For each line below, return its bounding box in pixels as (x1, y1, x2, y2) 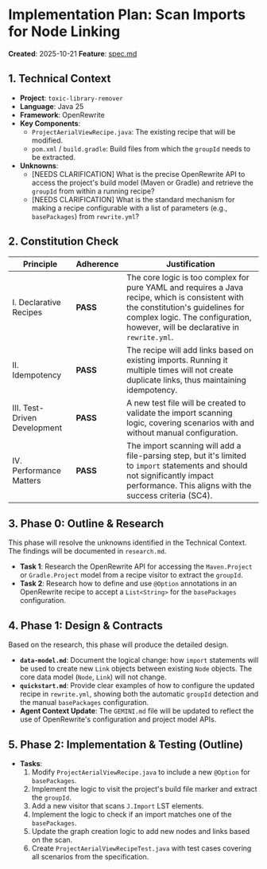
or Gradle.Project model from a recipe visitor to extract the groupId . (19, 570, 244, 580)
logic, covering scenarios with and (126, 417, 254, 428)
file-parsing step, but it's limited (126, 450, 246, 461)
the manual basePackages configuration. (19, 698, 149, 707)
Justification (165, 258, 216, 269)
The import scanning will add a (126, 440, 242, 451)
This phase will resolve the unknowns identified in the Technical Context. (8, 538, 247, 547)
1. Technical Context (8, 72, 111, 85)
